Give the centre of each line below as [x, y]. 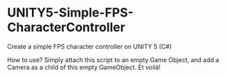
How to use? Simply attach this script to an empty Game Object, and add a [113, 59]
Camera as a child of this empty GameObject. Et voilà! [84, 67]
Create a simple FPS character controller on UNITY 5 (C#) [90, 46]
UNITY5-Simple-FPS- [70, 13]
